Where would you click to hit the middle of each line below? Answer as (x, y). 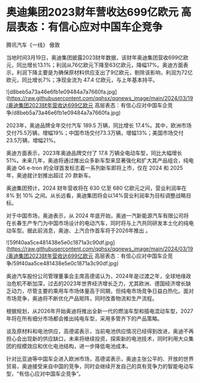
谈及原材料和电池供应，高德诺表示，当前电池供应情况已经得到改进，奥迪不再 (100, 331)
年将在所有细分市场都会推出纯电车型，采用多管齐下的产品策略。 (84, 318)
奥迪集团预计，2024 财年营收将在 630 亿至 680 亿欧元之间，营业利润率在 (96, 188)
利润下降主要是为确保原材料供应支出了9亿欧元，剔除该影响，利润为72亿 (105, 72)
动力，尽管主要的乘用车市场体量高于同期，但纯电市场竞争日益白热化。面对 (102, 291)
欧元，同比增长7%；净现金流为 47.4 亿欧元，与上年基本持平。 (82, 80)
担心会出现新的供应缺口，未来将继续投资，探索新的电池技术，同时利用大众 (97, 338)
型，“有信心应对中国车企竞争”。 (45, 373)
